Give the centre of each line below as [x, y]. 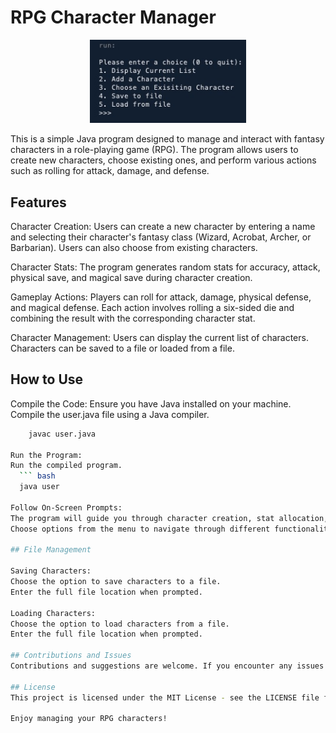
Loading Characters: [53, 613]
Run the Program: [46, 455]
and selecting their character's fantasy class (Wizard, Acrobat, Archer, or [161, 237]
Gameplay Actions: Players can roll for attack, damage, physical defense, [161, 297]
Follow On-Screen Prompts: [66, 507]
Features [38, 202]
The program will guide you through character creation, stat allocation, [169, 518]
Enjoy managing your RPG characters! [89, 719]
